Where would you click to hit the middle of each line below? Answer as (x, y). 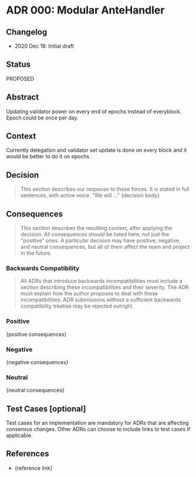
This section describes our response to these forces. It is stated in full (105, 189)
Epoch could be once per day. (43, 118)
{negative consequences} (37, 362)
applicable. (19, 435)
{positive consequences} (36, 334)
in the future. (36, 253)
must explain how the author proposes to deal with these (89, 293)
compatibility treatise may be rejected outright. (77, 306)
